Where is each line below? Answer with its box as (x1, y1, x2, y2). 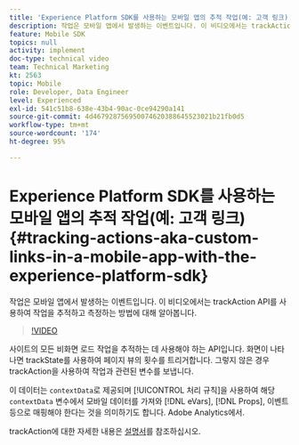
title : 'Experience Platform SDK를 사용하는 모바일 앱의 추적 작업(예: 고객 (9, 12, 269, 22)
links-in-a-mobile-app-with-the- (9, 247, 257, 267)
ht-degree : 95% (9, 137, 66, 146)
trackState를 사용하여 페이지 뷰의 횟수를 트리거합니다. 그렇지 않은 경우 (25, 354, 270, 365)
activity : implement (9, 46, 86, 55)
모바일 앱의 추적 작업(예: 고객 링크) (9, 208, 246, 228)
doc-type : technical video (9, 54, 109, 63)
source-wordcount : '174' (9, 129, 101, 138)
